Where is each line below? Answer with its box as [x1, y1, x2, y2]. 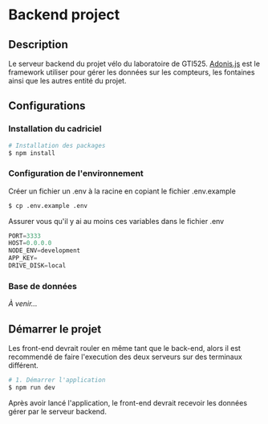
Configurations [8, 99, 86, 113]
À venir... [8, 299, 38, 308]
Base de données [8, 280, 78, 291]
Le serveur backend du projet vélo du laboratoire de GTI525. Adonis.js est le [8, 59, 261, 68]
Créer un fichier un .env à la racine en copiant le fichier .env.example [8, 186, 237, 196]
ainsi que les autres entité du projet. [8, 76, 127, 85]
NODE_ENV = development [8, 247, 81, 255]
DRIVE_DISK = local [8, 262, 67, 270]
